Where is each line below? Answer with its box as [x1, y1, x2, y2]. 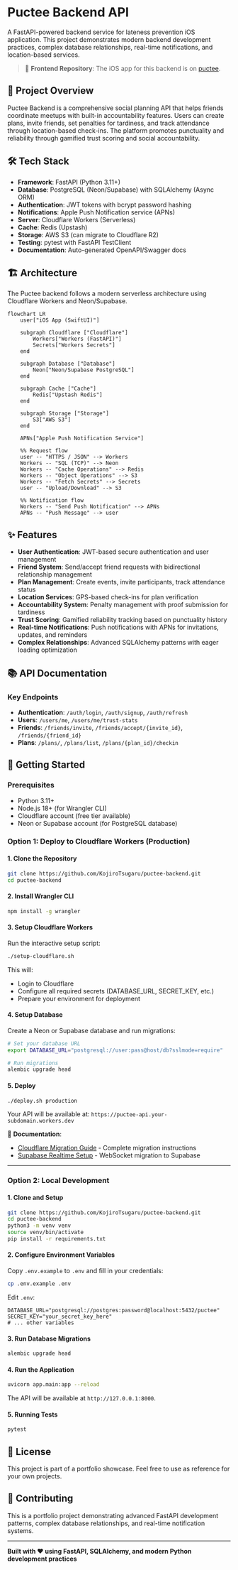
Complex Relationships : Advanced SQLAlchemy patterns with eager [17, 638, 219, 647]
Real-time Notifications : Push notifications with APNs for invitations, [17, 623, 220, 632]
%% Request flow [20, 447, 69, 454]
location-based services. [7, 50, 80, 59]
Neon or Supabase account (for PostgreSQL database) [17, 819, 178, 827]
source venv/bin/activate [7, 1229, 84, 1236]
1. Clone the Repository [7, 854, 77, 863]
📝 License [7, 1446, 52, 1458]
